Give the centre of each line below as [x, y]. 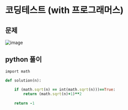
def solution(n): [23, 80]
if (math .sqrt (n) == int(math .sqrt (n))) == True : [65, 89]
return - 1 [25, 103]
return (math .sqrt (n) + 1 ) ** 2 [52, 94]
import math [18, 71]
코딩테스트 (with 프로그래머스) [65, 10]
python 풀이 [24, 60]
